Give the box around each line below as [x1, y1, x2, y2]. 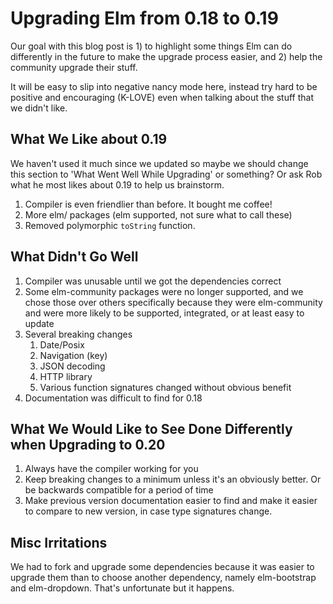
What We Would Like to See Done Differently [10, 420, 293, 437]
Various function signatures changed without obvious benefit [39, 381, 292, 393]
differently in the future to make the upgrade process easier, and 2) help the [10, 50, 323, 62]
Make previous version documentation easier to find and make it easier [24, 495, 318, 507]
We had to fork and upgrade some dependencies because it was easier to [10, 561, 315, 573]
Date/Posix [39, 338, 85, 351]
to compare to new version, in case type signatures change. [24, 505, 273, 517]
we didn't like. [10, 102, 68, 114]
